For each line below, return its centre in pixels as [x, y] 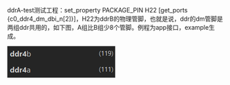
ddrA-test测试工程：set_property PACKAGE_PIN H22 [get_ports [97, 10]
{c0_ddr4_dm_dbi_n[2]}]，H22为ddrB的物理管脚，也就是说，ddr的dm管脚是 [115, 19]
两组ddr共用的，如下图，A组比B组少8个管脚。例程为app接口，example [108, 27]
